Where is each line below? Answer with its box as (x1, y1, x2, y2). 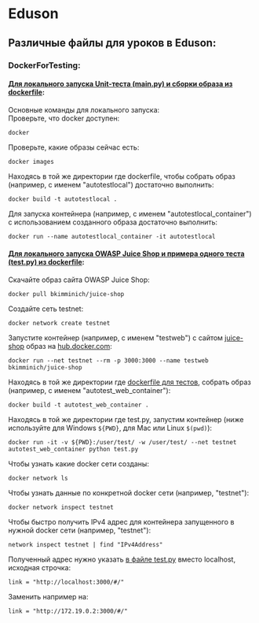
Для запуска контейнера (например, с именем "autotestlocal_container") (8, 209, 253, 218)
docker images (8, 158, 55, 165)
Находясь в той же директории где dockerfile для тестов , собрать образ (8, 377, 251, 387)
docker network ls (8, 474, 68, 482)
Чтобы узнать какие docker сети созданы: (8, 458, 149, 469)
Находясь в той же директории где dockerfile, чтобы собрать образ (8, 171, 235, 181)
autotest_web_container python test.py (8, 445, 139, 453)
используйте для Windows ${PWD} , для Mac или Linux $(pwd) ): (8, 423, 213, 432)
